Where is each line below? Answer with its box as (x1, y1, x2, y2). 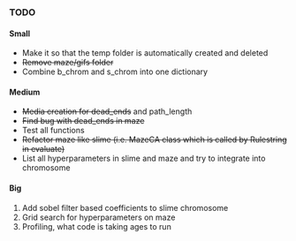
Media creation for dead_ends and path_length (21, 106, 193, 117)
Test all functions (21, 125, 86, 136)
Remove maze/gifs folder (21, 57, 114, 68)
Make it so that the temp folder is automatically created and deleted (21, 48, 269, 58)
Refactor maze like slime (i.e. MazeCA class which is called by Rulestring (21, 134, 287, 145)
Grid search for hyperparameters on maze (21, 212, 176, 222)
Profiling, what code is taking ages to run (21, 221, 172, 231)
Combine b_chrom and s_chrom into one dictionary (21, 66, 209, 77)
